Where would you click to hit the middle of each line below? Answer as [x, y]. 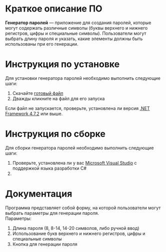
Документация [39, 194]
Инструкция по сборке [55, 134]
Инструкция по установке [62, 65]
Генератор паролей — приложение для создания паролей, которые [78, 23]
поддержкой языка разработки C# [49, 168]
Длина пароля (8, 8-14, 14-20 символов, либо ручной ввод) [76, 228]
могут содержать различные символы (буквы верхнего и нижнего [76, 28]
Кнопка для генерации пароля [45, 244]
